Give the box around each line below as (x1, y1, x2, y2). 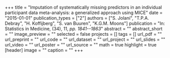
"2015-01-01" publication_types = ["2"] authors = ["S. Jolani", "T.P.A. (5, 15, 149, 21)
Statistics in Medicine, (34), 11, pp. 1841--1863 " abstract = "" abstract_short (5, 26, 163, 32)
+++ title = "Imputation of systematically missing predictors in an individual (5, 5, 162, 10)
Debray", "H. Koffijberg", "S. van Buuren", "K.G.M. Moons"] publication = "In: (5, 20, 165, 26)
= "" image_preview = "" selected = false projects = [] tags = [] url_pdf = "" (5, 31, 162, 37)
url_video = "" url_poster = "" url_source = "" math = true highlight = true (5, 42, 157, 47)
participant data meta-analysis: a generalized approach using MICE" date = (5, 10, 163, 16)
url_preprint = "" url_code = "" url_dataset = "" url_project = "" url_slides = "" (5, 36, 165, 42)
